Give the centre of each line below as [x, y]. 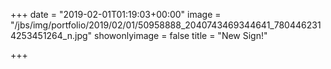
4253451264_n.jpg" [51, 35]
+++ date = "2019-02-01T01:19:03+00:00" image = [116, 14]
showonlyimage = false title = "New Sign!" [181, 35]
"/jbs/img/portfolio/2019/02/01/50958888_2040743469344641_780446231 [166, 25]
